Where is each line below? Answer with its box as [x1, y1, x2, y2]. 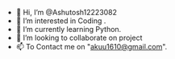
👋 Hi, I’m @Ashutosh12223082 [15, 8, 118, 17]
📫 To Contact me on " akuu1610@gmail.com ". [15, 42, 168, 51]
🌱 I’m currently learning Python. [15, 25, 122, 33]
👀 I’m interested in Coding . [15, 16, 106, 26]
